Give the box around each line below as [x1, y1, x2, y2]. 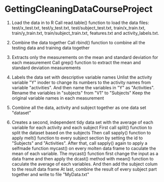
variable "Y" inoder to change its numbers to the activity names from [11, 79, 151, 85]
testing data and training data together [11, 45, 90, 51]
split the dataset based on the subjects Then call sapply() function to [11, 130, 151, 135]
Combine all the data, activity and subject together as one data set [11, 104, 146, 110]
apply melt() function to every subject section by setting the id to [11, 135, 143, 141]
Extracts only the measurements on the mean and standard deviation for [11, 54, 158, 60]
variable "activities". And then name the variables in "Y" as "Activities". [11, 84, 155, 90]
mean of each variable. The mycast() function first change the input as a [11, 151, 159, 156]
